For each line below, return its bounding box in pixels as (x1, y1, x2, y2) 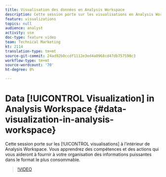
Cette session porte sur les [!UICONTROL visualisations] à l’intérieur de (5, 141, 150, 147)
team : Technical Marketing (5, 40, 61, 45)
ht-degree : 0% (5, 67, 35, 72)
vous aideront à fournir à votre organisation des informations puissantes (5, 151, 152, 157)
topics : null (5, 21, 32, 26)
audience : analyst (5, 26, 43, 31)
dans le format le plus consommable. (5, 157, 81, 163)
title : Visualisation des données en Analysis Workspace (5, 7, 125, 12)
